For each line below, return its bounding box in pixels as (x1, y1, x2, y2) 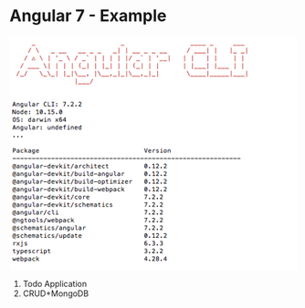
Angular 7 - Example (9, 5, 167, 26)
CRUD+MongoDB (22, 288, 89, 299)
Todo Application (22, 278, 88, 289)
